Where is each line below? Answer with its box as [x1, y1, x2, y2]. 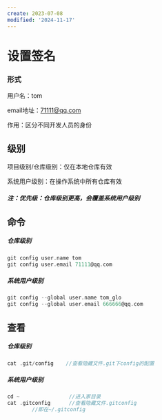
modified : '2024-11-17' [7, 17, 76, 23]
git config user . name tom [7, 254, 81, 262]
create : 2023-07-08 [7, 10, 63, 17]
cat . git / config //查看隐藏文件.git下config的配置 [7, 359, 154, 367]
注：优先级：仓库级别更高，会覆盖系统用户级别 [7, 194, 140, 202]
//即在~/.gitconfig [32, 406, 86, 413]
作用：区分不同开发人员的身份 [7, 120, 92, 129]
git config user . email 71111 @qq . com [7, 261, 112, 268]
